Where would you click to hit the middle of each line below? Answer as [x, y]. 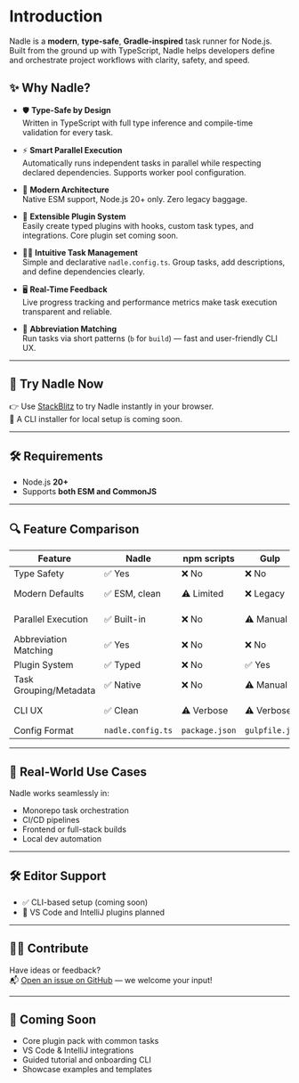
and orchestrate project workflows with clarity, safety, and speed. [130, 60]
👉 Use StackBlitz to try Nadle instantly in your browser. [112, 406]
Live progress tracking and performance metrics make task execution [149, 302]
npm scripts [208, 558]
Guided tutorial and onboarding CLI [86, 1060]
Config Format [44, 730]
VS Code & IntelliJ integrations [78, 1050]
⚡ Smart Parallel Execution [72, 150]
